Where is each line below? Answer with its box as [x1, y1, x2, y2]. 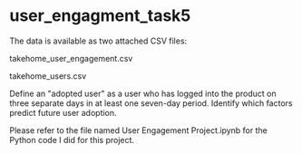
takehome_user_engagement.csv [9, 53, 133, 63]
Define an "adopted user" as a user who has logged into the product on [9, 88, 277, 99]
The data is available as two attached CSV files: [9, 35, 188, 46]
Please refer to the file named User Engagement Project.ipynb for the [9, 124, 268, 136]
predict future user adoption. [9, 107, 117, 118]
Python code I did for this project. [9, 134, 134, 145]
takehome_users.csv [9, 70, 87, 82]
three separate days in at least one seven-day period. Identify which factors [9, 97, 293, 109]
